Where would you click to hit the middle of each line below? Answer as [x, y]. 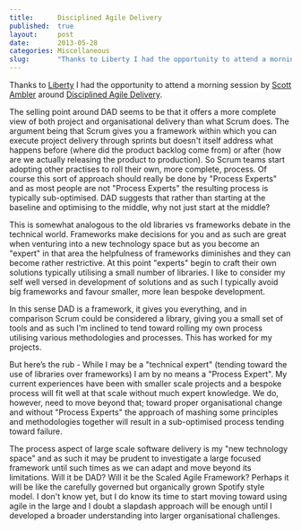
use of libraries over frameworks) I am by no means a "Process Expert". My [148, 374]
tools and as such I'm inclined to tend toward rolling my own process [136, 328]
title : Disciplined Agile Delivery [86, 18]
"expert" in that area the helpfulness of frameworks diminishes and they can [150, 253]
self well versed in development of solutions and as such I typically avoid [144, 282]
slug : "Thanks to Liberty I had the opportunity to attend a [138, 59]
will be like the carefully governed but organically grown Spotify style [137, 487]
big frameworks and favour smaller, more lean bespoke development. [138, 291]
